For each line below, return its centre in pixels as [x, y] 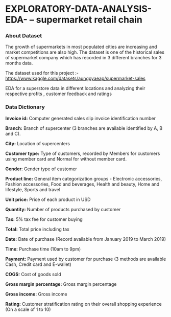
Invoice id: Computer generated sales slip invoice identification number [81, 118]
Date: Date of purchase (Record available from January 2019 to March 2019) [86, 239]
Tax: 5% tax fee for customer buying [44, 219]
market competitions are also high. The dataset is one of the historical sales [85, 52]
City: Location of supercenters [38, 143]
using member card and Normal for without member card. [66, 158]
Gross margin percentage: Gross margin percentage [61, 284]
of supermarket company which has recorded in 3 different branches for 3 [83, 58]
